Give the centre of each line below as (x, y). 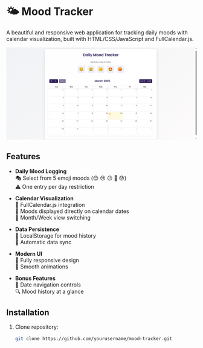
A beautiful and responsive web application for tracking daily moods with (97, 32)
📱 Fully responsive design (47, 260)
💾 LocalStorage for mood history (56, 235)
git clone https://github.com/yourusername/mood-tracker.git (94, 339)
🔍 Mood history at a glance (49, 291)
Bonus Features (35, 278)
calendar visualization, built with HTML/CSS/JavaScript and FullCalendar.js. (100, 39)
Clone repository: (37, 327)
